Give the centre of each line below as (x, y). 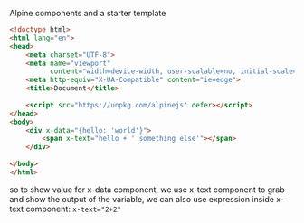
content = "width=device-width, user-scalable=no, (143, 71)
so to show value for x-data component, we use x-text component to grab (147, 190)
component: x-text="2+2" (74, 209)
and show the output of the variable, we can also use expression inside (142, 199)
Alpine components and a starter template (88, 13)
